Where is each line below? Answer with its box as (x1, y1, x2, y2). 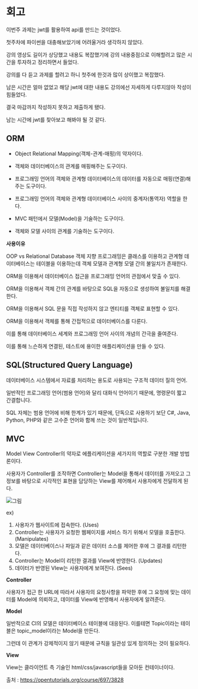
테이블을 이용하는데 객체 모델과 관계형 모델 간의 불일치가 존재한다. (36, 260, 188, 267)
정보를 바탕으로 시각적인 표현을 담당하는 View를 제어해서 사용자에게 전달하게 (6, 478, 183, 485)
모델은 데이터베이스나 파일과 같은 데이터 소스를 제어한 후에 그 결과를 (14, 543, 171, 550)
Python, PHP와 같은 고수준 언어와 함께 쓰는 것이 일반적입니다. (6, 416, 149, 423)
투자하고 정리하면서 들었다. (17, 58, 79, 66)
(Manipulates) (14, 535, 49, 543)
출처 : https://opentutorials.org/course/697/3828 (6, 677, 124, 684)
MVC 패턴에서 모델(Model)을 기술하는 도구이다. (14, 215, 125, 222)
